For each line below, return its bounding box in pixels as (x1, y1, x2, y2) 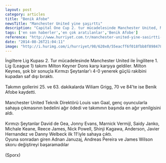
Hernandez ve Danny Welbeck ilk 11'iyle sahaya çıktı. (5, 131, 113, 137)
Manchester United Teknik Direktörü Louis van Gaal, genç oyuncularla (5, 99, 147, 105)
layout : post (5, 7, 32, 12)
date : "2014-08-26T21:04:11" (5, 40, 65, 44)
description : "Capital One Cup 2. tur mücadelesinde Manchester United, (5, 26, 158, 31)
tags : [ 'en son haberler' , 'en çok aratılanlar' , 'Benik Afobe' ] (5, 30, 138, 35)
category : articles (5, 12, 45, 17)
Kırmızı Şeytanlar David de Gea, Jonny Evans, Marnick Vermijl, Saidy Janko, (5, 121, 160, 126)
